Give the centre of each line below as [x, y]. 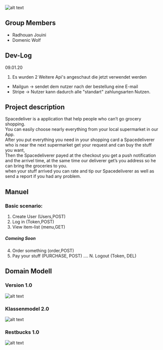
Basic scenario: [24, 205]
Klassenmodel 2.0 [27, 309]
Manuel [17, 192]
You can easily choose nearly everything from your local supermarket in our [81, 129]
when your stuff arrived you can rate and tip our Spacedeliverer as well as [80, 171]
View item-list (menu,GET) [39, 227]
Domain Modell [29, 271]
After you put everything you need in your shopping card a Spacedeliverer [80, 140]
